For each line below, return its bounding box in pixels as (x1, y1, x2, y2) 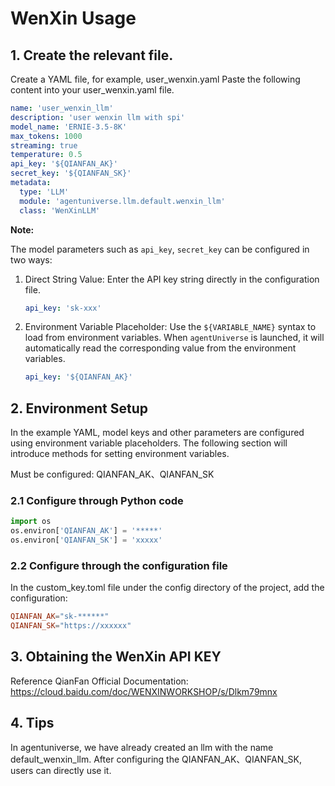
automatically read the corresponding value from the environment (24, 342, 297, 354)
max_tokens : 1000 (10, 131, 83, 141)
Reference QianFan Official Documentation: (10, 675, 189, 687)
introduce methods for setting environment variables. (10, 448, 230, 460)
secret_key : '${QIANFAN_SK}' (10, 168, 132, 179)
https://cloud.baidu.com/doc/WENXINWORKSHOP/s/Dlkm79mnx (10, 685, 278, 697)
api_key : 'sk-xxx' (24, 303, 102, 313)
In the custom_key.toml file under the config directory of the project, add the (10, 582, 325, 594)
